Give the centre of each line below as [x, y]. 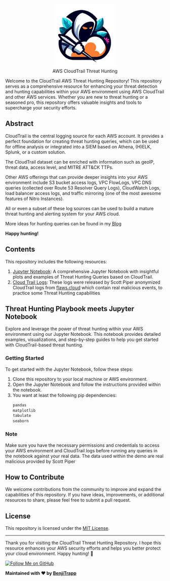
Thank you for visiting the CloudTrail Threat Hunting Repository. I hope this [83, 543]
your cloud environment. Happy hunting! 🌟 [49, 554]
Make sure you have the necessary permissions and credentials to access [82, 445]
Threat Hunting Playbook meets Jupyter [70, 309]
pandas [19, 405]
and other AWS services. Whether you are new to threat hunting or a [77, 97]
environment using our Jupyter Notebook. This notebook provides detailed [83, 334]
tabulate [22, 416]
